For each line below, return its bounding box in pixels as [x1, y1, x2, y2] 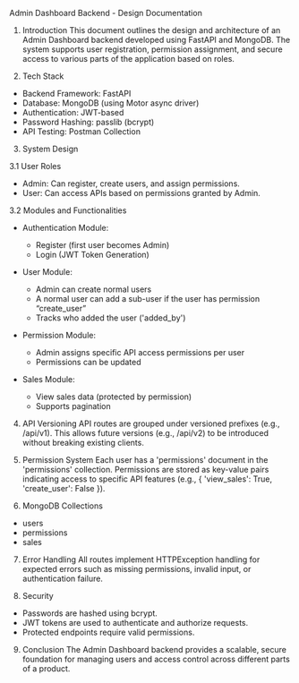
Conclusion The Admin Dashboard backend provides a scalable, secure [21, 645, 286, 654]
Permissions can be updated [35, 357, 141, 367]
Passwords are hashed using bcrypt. [21, 608, 158, 619]
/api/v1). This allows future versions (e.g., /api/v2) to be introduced [21, 428, 269, 438]
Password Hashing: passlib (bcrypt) [21, 116, 155, 127]
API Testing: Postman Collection [21, 126, 141, 137]
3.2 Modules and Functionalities [9, 205, 127, 216]
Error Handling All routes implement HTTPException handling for [21, 554, 261, 565]
